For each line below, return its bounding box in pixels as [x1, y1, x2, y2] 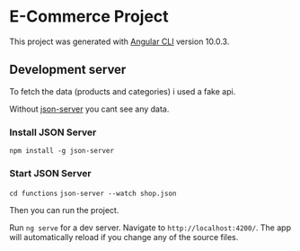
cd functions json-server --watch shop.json [9, 189, 177, 199]
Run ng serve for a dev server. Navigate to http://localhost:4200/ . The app [9, 222, 292, 233]
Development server [9, 62, 127, 77]
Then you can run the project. [9, 205, 119, 216]
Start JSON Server [9, 166, 92, 179]
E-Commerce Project [9, 6, 169, 27]
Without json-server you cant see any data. [9, 103, 170, 114]
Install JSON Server [9, 126, 97, 139]
